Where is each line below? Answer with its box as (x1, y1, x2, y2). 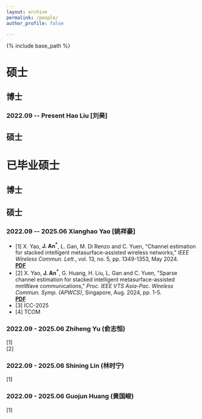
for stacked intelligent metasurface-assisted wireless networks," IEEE (15, 249, 190, 256)
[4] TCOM (15, 308, 41, 315)
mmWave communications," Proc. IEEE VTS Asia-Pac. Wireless (15, 282, 173, 289)
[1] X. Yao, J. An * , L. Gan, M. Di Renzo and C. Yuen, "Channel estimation (15, 241, 197, 250)
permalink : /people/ (6, 15, 59, 21)
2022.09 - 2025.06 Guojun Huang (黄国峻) (6, 392, 134, 401)
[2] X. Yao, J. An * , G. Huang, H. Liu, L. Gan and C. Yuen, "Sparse (15, 269, 178, 276)
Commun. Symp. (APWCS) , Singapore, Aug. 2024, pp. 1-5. (15, 289, 162, 296)
